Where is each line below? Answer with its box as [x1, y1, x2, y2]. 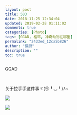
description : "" [5, 48, 38, 53]
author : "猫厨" [5, 44, 35, 48]
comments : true [5, 25, 36, 30]
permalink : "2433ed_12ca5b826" [5, 39, 69, 44]
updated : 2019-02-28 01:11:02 [5, 21, 67, 26]
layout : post [5, 7, 32, 12]
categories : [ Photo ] [5, 30, 47, 35]
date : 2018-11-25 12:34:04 [5, 16, 60, 21]
